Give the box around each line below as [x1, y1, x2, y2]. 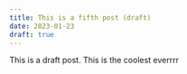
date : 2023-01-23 [9, 22, 75, 31]
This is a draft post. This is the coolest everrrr [9, 55, 179, 66]
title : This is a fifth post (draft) [9, 13, 152, 23]
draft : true [9, 30, 54, 39]
